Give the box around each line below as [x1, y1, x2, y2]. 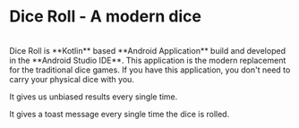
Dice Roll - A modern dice [9, 6, 201, 27]
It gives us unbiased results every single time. [9, 91, 178, 102]
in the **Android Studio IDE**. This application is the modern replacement [9, 55, 286, 65]
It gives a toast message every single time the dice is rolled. [9, 108, 230, 119]
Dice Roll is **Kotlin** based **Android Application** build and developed [9, 45, 286, 55]
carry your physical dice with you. [9, 73, 134, 84]
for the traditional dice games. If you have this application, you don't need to [9, 64, 291, 75]
